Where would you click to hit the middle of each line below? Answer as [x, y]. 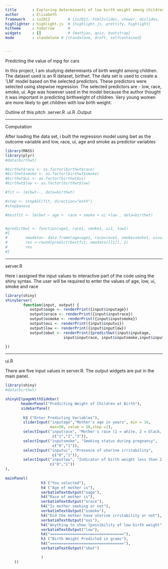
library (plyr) [20, 155]
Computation [18, 126]
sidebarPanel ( [35, 408]
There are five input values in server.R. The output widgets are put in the [80, 371]
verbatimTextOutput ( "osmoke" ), [73, 511]
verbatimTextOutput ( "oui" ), [70, 520]
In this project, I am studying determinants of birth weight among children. [81, 70]
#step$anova [17, 206]
